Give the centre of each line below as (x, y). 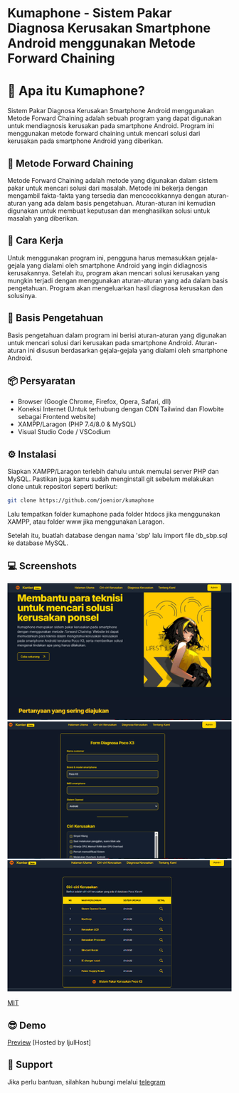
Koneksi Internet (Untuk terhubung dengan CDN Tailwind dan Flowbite (121, 409)
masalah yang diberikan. (43, 218)
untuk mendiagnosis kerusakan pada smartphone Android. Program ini (111, 126)
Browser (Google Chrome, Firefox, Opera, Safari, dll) (94, 402)
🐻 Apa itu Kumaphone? (76, 91)
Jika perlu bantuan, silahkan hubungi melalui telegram (86, 1082)
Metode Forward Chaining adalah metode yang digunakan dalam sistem (113, 180)
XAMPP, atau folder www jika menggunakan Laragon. (86, 522)
